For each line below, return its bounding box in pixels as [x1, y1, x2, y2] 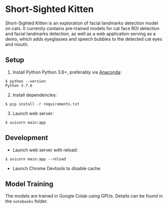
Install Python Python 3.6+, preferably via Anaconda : [12, 69, 122, 75]
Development [5, 133, 49, 142]
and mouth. [5, 41, 29, 47]
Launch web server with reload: [12, 146, 78, 153]
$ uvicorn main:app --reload [5, 156, 66, 161]
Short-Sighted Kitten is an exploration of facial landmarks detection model [5, 20, 158, 26]
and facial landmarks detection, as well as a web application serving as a [5, 30, 156, 36]
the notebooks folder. [5, 198, 48, 204]
